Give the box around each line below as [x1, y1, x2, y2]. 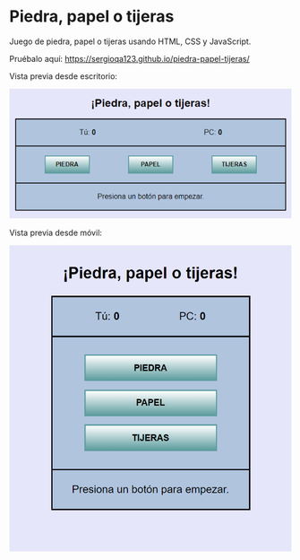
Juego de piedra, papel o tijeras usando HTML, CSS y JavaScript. [9, 36, 252, 47]
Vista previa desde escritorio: [9, 70, 118, 82]
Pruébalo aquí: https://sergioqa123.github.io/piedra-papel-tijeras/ [9, 53, 251, 64]
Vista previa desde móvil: [9, 227, 103, 239]
